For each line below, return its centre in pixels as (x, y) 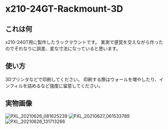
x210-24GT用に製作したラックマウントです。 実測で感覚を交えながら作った (84, 42)
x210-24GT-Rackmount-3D (64, 9)
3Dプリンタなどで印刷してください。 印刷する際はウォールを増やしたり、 (82, 79)
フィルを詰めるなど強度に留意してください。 (56, 86)
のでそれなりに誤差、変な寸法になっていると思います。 (63, 48)
